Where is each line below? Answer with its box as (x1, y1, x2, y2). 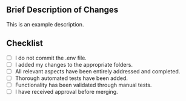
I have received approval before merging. (15, 88, 118, 95)
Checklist (6, 38, 44, 49)
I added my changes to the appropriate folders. (15, 61, 133, 68)
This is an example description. (6, 20, 84, 28)
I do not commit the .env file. (15, 54, 87, 61)
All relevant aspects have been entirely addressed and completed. (15, 67, 181, 75)
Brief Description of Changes (6, 5, 119, 15)
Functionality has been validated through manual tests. (15, 81, 152, 88)
